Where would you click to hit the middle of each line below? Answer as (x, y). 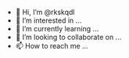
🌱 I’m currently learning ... (57, 29)
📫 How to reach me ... (52, 46)
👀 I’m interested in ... (48, 20)
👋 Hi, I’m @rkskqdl (45, 12)
